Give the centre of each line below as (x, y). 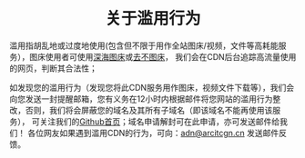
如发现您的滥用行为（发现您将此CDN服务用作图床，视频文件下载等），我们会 (152, 87)
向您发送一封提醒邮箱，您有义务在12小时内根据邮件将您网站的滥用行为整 (145, 99)
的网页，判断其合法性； (53, 68)
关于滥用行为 (152, 19)
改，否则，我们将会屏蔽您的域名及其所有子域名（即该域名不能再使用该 (141, 110)
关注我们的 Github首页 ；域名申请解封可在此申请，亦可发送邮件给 (160, 121)
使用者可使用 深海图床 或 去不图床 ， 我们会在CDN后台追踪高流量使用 (171, 56)
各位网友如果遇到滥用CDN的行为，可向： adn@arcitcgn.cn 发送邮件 (153, 133)
